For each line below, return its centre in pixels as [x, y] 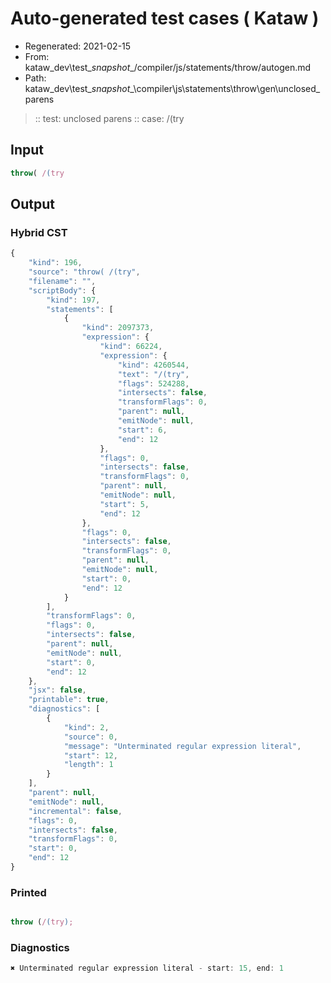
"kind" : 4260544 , [153, 365]
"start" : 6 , [142, 430]
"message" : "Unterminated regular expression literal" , [182, 746]
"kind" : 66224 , [131, 347]
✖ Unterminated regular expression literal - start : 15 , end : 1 [147, 968]
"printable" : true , [69, 700]
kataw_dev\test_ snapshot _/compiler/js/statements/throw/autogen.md [168, 67]
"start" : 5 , [124, 504]
